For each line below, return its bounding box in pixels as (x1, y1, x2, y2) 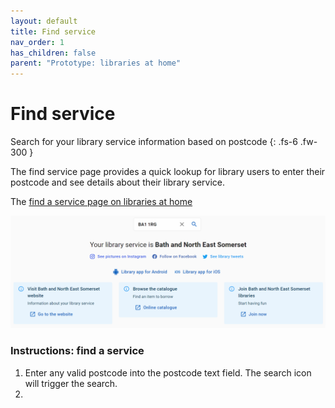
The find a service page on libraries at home (10, 196, 193, 208)
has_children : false (10, 48, 97, 58)
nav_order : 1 (10, 37, 65, 47)
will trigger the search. (24, 377, 118, 389)
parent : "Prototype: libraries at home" (10, 58, 182, 69)
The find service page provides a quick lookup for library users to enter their (10, 166, 326, 178)
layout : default (10, 16, 78, 26)
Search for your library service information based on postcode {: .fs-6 (10, 136, 298, 148)
